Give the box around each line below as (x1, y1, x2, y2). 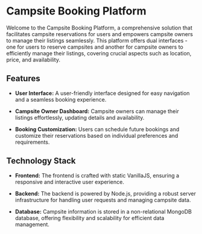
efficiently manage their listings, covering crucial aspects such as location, (6, 49, 192, 57)
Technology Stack (6, 156, 76, 166)
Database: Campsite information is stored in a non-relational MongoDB (14, 208, 192, 215)
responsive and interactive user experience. (14, 178, 125, 185)
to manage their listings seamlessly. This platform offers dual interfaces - (6, 37, 188, 44)
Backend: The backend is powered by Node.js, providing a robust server (14, 189, 196, 197)
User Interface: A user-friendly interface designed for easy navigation (14, 89, 190, 97)
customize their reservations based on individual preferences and (14, 132, 178, 139)
